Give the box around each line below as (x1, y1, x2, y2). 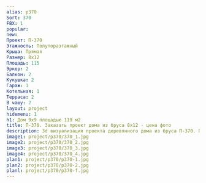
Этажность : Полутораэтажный (6, 43, 78, 49)
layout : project (6, 105, 48, 112)
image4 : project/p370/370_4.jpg (6, 151, 89, 157)
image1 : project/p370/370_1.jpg (6, 134, 89, 140)
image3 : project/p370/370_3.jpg (6, 145, 89, 151)
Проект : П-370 (6, 37, 43, 43)
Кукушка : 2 (6, 77, 34, 83)
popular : (6, 26, 29, 32)
